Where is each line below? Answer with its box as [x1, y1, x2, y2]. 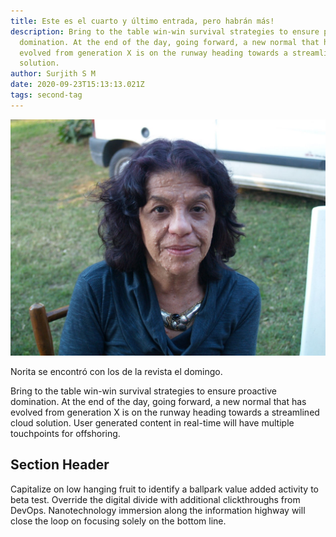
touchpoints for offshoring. [10, 427, 121, 439]
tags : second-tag [10, 90, 83, 100]
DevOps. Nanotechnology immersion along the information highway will [10, 504, 306, 516]
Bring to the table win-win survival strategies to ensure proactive [10, 385, 277, 397]
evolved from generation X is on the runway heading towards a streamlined [10, 406, 320, 418]
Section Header [10, 456, 110, 474]
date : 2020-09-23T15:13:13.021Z [10, 80, 145, 90]
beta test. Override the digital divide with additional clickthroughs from [10, 493, 301, 505]
